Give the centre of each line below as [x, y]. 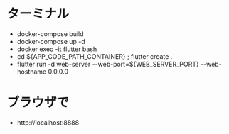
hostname [32, 72]
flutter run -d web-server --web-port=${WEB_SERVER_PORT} [108, 64]
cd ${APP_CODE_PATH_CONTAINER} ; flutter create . [95, 56]
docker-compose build [50, 34]
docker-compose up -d [51, 41]
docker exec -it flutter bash [57, 49]
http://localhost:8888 [48, 122]
